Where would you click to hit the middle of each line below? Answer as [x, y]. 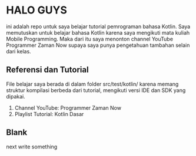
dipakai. [16, 96]
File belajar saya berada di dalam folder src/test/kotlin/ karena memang [92, 84]
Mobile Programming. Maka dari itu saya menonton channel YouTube [90, 39]
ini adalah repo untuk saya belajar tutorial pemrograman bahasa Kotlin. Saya [98, 26]
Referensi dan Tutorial [48, 70]
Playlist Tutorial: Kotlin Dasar [49, 114]
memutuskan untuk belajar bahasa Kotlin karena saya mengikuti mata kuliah [98, 32]
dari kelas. [19, 51]
